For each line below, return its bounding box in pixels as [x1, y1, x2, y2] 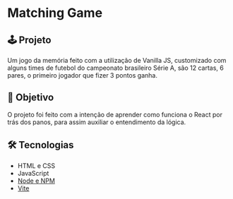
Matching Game [7, 5, 103, 21]
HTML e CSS [17, 161, 56, 170]
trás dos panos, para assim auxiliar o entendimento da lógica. [7, 118, 186, 126]
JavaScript [17, 169, 49, 177]
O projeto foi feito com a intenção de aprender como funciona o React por [7, 110, 222, 119]
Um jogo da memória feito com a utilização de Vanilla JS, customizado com [7, 56, 227, 64]
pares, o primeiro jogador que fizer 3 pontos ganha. [7, 71, 157, 79]
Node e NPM [17, 176, 55, 185]
